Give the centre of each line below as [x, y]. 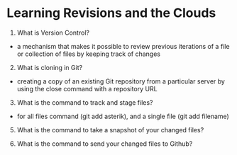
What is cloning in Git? [50, 67]
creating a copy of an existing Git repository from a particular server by [121, 81]
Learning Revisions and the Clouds [111, 13]
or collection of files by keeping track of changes [89, 54]
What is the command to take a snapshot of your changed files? [110, 130]
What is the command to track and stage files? [85, 102]
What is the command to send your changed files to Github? [105, 144]
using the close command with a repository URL [87, 88]
